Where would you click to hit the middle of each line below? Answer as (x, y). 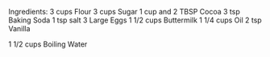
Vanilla (19, 28)
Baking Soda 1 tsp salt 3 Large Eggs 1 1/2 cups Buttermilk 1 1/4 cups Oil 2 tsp (135, 20)
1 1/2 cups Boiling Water (48, 44)
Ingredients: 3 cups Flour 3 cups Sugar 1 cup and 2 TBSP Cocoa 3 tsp (124, 12)
